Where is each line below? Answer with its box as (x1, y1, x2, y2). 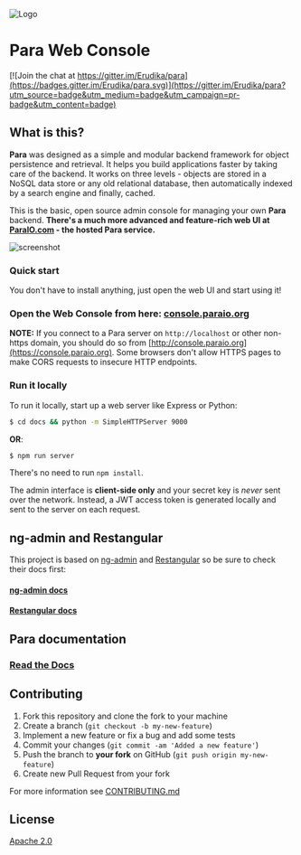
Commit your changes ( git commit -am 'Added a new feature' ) (22, 739, 259, 750)
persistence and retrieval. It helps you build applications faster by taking (9, 158, 278, 169)
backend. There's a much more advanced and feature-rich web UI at (9, 214, 270, 225)
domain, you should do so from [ (30, 337, 152, 348)
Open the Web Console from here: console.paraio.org (9, 307, 250, 320)
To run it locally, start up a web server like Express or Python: (9, 399, 238, 410)
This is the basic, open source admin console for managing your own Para (9, 204, 287, 216)
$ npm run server (9, 451, 75, 460)
